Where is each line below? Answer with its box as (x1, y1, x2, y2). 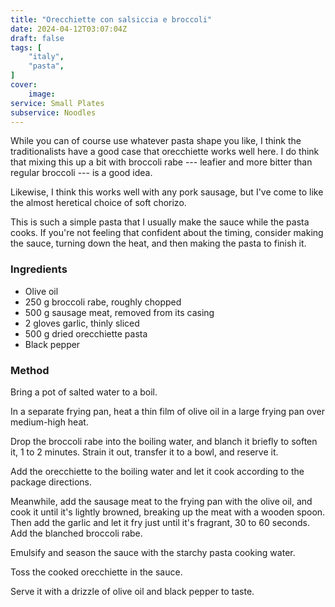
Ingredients (10, 262, 68, 276)
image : (28, 89, 56, 99)
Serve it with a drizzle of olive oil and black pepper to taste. (10, 585, 255, 597)
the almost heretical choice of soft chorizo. (10, 197, 187, 209)
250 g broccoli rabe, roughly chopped (24, 296, 182, 308)
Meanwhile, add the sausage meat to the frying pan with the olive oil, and (10, 495, 313, 507)
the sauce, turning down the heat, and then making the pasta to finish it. (10, 237, 307, 250)
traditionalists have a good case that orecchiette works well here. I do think (10, 146, 320, 158)
